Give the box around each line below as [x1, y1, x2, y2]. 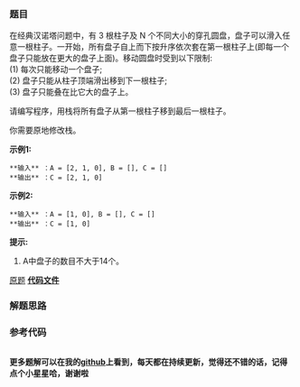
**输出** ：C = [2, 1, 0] [9, 173, 103, 182]
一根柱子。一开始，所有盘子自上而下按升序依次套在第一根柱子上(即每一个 [16, 41, 290, 52]
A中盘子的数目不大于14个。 [22, 255, 125, 267]
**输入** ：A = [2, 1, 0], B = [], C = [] [9, 164, 168, 173]
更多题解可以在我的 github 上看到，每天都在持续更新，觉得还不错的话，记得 [9, 356, 288, 367]
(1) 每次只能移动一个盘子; [9, 64, 103, 75]
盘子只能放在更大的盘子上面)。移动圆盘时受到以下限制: [9, 52, 213, 64]
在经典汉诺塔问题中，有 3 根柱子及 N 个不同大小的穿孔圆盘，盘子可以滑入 [9, 30, 283, 41]
